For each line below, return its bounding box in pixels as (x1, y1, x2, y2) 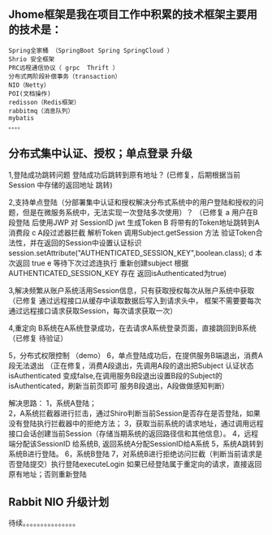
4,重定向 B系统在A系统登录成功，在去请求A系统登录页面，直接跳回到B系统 (8, 323, 257, 333)
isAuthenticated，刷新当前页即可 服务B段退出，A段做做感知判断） (8, 381, 229, 390)
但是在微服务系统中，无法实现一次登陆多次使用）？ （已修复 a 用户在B (22, 207, 258, 217)
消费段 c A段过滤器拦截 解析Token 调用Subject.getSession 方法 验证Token (8, 227, 256, 237)
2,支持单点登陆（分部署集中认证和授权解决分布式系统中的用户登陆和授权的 (8, 197, 257, 207)
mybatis (8, 114, 35, 122)
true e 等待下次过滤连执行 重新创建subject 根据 (31, 258, 189, 268)
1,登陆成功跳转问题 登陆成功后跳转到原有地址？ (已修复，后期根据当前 (8, 170, 241, 179)
